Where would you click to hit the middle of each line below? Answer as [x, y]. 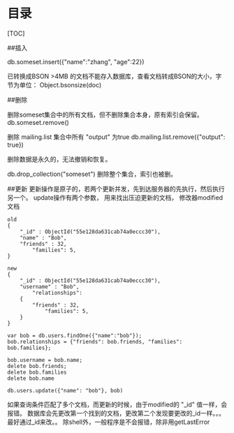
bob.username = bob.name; [45, 360]
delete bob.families [37, 372]
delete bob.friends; [37, 366]
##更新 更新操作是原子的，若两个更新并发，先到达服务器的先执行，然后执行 [116, 189]
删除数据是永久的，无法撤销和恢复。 [59, 159]
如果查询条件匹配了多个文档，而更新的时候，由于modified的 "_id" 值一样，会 [117, 404]
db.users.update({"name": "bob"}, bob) [65, 390]
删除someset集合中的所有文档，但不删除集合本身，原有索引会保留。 [105, 115]
